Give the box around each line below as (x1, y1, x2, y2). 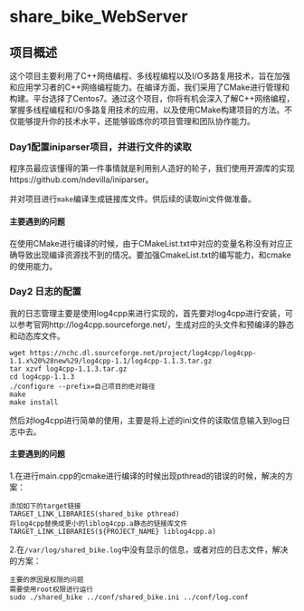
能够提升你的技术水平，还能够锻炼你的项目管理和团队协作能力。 (16, 116, 255, 126)
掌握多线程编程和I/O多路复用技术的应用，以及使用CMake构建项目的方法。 (9, 104, 285, 115)
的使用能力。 (9, 260, 57, 271)
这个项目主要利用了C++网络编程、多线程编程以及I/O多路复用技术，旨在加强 (9, 71, 291, 81)
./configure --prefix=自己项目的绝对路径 (9, 382, 156, 391)
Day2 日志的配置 (9, 286, 81, 298)
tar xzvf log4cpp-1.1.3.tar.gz (9, 364, 128, 373)
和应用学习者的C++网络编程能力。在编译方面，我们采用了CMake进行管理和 (9, 82, 290, 92)
